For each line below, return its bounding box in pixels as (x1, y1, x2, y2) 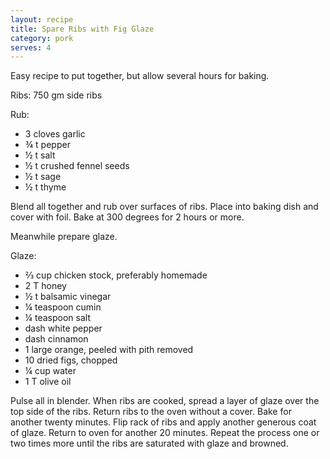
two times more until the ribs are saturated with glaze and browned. (10, 437, 289, 450)
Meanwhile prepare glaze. (10, 231, 118, 243)
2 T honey (24, 280, 67, 292)
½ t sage (24, 171, 62, 183)
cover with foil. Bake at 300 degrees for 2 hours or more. (10, 211, 245, 223)
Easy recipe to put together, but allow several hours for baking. (10, 70, 270, 82)
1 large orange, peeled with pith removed (24, 344, 194, 356)
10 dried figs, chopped (24, 354, 118, 366)
